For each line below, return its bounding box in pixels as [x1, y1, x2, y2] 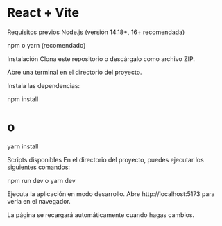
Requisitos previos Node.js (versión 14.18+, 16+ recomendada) [7, 28, 185, 36]
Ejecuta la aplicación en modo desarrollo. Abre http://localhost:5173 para [7, 189, 215, 198]
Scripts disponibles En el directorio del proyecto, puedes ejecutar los [7, 155, 205, 164]
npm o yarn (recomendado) [7, 41, 86, 49]
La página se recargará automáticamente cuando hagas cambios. [7, 210, 195, 219]
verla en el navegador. [7, 197, 71, 205]
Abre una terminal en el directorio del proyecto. [7, 68, 142, 76]
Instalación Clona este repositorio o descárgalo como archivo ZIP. [7, 54, 196, 63]
